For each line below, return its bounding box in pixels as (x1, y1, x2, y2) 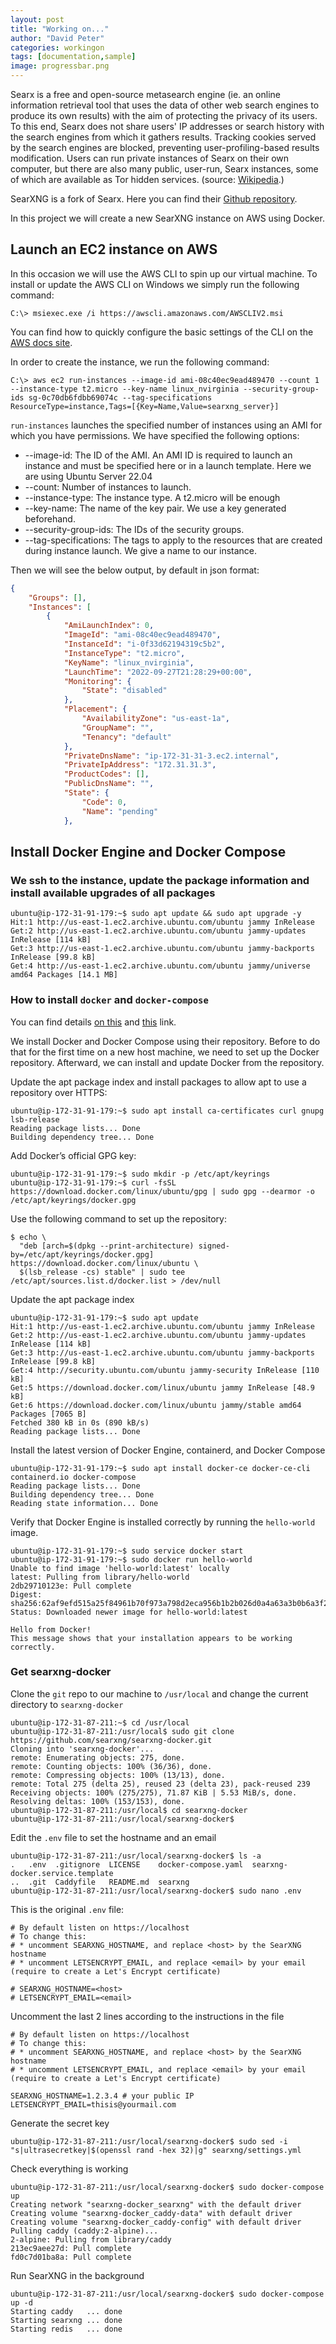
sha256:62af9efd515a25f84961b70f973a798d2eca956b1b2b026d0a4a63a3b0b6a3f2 (10, 1598, 329, 1608)
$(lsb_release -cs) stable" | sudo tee (19, 1267, 186, 1277)
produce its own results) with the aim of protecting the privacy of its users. (10, 110, 318, 121)
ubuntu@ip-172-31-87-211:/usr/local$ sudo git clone (10, 1726, 235, 1736)
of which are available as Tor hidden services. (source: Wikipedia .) (10, 174, 285, 185)
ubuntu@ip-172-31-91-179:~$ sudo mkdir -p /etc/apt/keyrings (10, 1169, 271, 1179)
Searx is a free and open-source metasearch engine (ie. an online (10, 89, 281, 100)
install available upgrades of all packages (10, 886, 216, 900)
